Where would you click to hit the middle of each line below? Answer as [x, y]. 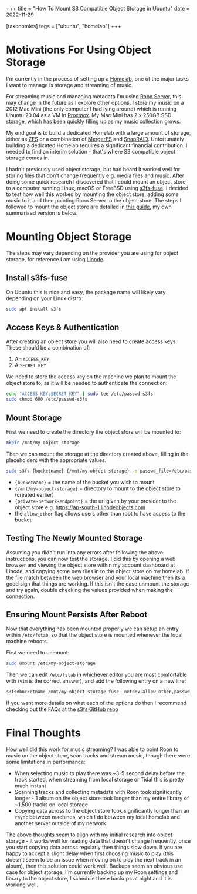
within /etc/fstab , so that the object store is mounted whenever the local [94, 635]
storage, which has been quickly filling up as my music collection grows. [94, 121]
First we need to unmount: [38, 653]
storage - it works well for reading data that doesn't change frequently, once [98, 841]
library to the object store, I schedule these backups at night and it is [89, 878]
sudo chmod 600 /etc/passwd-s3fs [47, 400]
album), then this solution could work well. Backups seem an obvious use [95, 866]
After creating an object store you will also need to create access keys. [92, 341]
